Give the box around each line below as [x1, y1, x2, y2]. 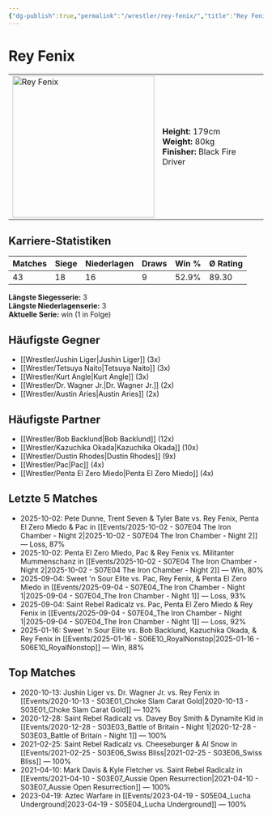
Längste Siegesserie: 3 [8, 292, 87, 302]
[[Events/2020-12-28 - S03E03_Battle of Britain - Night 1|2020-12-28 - [19, 721, 257, 731]
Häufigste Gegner [8, 333, 100, 347]
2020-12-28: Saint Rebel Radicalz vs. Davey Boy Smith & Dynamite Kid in [19, 713, 264, 723]
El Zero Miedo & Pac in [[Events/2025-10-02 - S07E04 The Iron [19, 521, 232, 531]
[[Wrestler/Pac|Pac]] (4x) [19, 460, 105, 470]
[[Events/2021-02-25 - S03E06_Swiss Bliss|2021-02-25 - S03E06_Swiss [19, 747, 263, 757]
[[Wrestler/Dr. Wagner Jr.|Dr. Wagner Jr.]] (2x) [19, 381, 175, 390]
